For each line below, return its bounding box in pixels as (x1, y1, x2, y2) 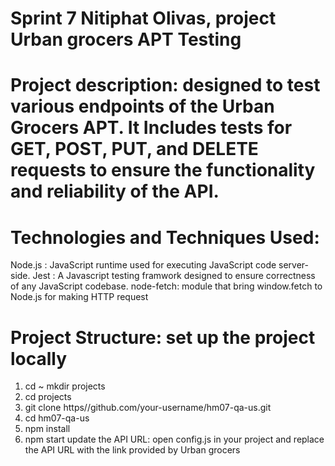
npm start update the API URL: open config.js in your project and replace (24, 433, 325, 446)
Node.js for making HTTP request (10, 291, 149, 303)
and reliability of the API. (10, 180, 220, 203)
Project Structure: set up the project (10, 326, 316, 349)
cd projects (24, 391, 72, 403)
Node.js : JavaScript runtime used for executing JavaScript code (10, 259, 277, 271)
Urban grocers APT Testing (10, 28, 242, 51)
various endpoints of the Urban (10, 95, 275, 118)
